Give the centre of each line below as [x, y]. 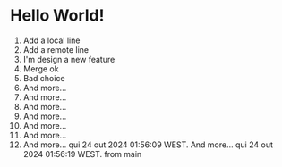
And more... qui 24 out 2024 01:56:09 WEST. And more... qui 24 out [148, 145]
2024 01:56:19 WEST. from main [82, 154]
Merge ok [41, 69]
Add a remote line [56, 49]
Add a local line [51, 40]
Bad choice [44, 78]
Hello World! [57, 16]
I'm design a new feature [69, 59]
